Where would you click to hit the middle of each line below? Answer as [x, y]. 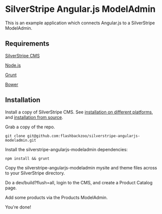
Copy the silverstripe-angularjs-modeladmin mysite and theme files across [81, 167]
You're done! [18, 207]
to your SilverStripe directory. [35, 173]
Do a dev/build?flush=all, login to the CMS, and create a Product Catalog [79, 182]
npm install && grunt [27, 159]
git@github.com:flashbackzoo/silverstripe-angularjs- [83, 136]
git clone [15, 136]
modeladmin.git [21, 140]
